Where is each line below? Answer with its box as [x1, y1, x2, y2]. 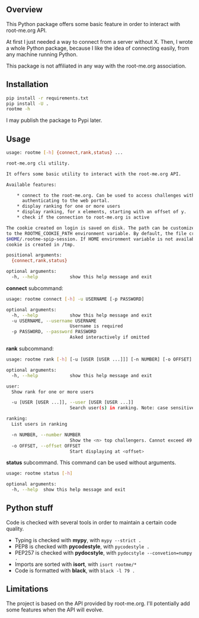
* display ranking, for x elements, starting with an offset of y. [17, 209, 187, 215]
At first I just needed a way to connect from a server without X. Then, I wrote [6, 38, 193, 45]
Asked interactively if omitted [69, 334, 150, 340]
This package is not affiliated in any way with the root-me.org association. [6, 62, 187, 69]
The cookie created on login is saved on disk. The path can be [6, 225, 168, 231]
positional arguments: [6, 252, 62, 258]
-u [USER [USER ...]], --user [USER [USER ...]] [11, 400, 134, 405]
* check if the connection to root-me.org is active [17, 214, 150, 221]
